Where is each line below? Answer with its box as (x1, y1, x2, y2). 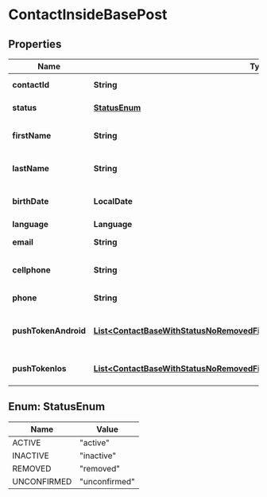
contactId (12, 80, 50, 90)
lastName (12, 163, 50, 174)
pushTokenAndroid (12, 325, 86, 336)
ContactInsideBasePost (8, 6, 168, 24)
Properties (8, 37, 62, 51)
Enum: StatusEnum (8, 400, 106, 413)
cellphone (12, 264, 51, 276)
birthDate (12, 196, 49, 206)
